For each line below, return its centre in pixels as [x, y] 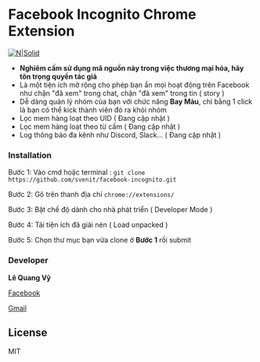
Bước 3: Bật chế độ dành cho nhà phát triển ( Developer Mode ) [110, 210]
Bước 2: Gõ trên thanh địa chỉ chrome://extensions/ [91, 195]
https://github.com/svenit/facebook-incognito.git [92, 180]
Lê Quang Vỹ [30, 277]
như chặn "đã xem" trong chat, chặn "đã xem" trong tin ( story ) [122, 93]
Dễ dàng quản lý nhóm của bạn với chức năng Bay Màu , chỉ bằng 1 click [136, 101]
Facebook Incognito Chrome [102, 15]
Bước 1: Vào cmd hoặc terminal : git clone [77, 172]
